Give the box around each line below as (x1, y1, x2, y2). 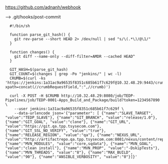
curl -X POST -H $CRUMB (9, 93, 59, 98)
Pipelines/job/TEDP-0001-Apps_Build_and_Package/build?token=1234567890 (5, 98, 160, 103)
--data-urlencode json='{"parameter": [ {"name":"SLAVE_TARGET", (14, 111, 153, 116)
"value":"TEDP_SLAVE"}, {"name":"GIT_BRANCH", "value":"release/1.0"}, (5, 115, 157, 120)
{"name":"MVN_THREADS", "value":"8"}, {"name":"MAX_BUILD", (5, 150, 133, 155)
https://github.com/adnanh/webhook (5, 4, 81, 10)
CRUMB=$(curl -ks (9, 76, 46, 81)
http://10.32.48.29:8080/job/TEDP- (60, 93, 135, 98)
